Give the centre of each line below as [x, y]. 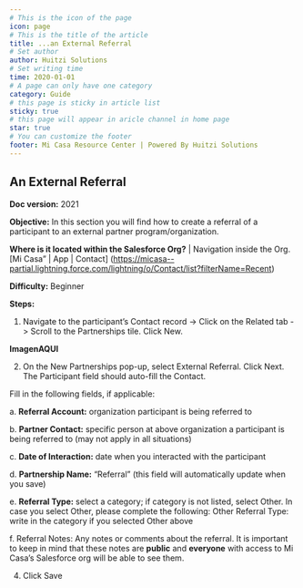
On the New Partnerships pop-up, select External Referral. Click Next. [153, 366]
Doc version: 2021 [44, 204]
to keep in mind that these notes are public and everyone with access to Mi [151, 548]
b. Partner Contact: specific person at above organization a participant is [147, 428]
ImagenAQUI [34, 348]
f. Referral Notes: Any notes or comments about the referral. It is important [149, 538]
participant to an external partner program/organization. [115, 231]
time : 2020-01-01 [42, 77]
